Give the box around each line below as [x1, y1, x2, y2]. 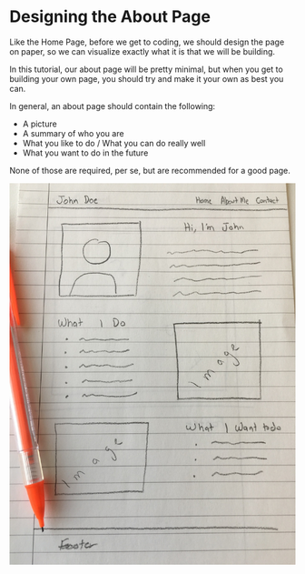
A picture [22, 118, 57, 129]
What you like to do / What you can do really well [22, 137, 206, 148]
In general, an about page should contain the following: [9, 100, 216, 111]
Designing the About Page [9, 6, 212, 27]
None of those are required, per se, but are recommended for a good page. [9, 165, 290, 176]
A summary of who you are [22, 127, 124, 138]
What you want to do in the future [22, 147, 149, 158]
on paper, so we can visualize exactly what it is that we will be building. [9, 45, 275, 56]
